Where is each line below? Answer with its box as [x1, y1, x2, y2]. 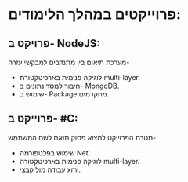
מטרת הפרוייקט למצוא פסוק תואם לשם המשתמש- [8, 133, 157, 142]
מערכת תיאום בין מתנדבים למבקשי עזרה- [8, 57, 130, 67]
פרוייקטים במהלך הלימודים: [8, 5, 182, 24]
